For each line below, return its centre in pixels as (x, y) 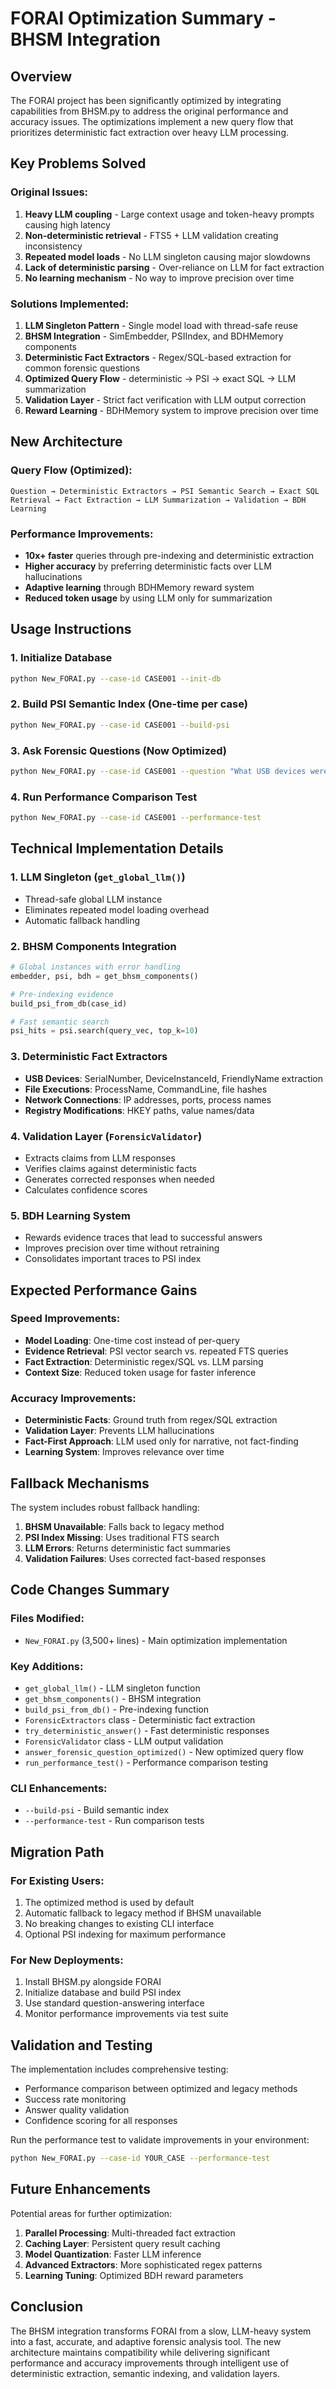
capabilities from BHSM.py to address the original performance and (149, 111)
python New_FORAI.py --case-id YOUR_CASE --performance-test (140, 2158)
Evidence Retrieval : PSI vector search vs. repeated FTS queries (156, 1351)
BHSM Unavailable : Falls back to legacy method (124, 1526)
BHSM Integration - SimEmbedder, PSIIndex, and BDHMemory (154, 336)
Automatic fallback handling (82, 920)
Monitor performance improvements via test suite (126, 2014)
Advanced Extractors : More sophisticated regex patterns (143, 2264)
